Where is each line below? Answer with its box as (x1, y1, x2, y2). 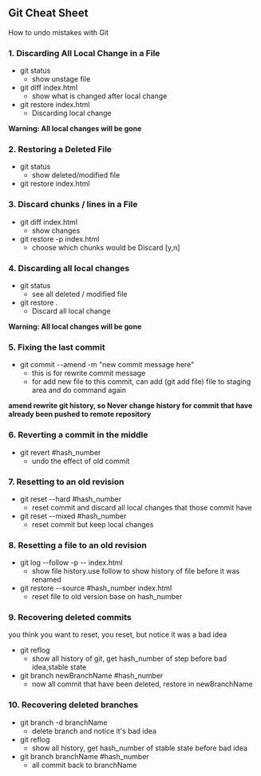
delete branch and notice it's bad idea (31, 726, 157, 735)
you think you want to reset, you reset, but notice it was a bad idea (8, 630, 227, 639)
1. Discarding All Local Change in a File (8, 47, 160, 58)
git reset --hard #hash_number (19, 494, 122, 503)
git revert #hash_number (19, 447, 101, 457)
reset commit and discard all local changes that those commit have (31, 502, 252, 512)
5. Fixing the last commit (8, 342, 105, 353)
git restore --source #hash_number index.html (19, 583, 172, 593)
